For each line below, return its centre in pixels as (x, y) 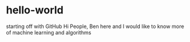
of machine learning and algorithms (49, 32)
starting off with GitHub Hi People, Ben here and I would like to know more (95, 26)
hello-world (35, 10)
